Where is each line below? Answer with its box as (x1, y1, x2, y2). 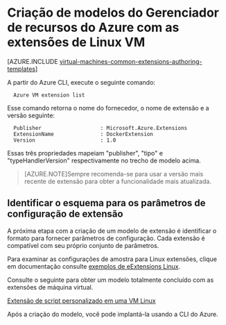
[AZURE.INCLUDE (7, 57, 58, 65)
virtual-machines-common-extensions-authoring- (59, 57, 202, 65)
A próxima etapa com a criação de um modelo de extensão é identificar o (7, 226, 217, 235)
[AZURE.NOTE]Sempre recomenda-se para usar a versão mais (24, 169, 204, 178)
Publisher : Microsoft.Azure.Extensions (13, 124, 188, 131)
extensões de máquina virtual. (7, 283, 94, 291)
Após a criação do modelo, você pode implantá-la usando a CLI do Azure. (7, 310, 218, 318)
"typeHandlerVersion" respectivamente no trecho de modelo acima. (7, 156, 201, 165)
